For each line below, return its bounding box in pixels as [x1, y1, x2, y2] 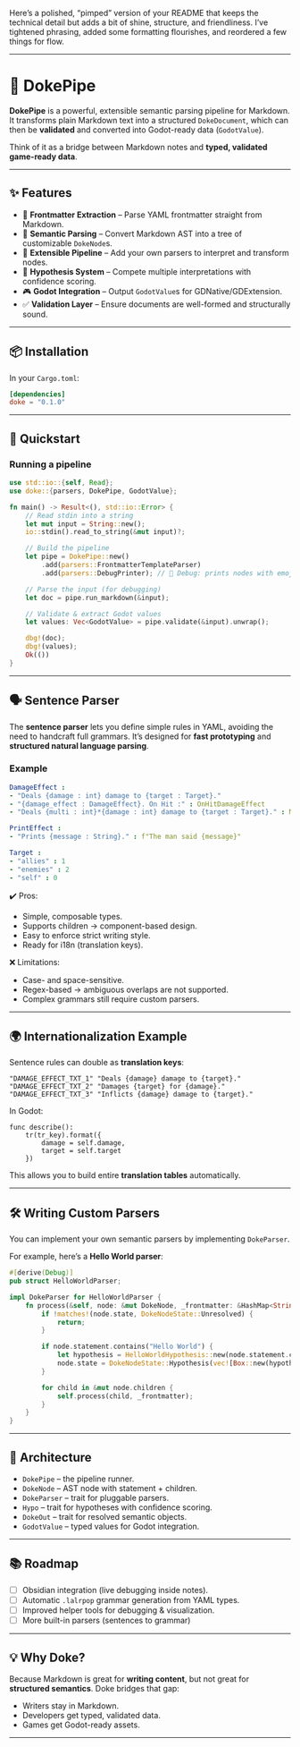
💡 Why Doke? [9, 1649, 86, 1665]
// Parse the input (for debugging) [25, 585, 162, 594]
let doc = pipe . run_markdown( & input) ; [25, 593, 170, 602]
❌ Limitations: [9, 956, 61, 967]
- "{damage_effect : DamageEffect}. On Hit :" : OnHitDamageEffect [9, 800, 266, 809]
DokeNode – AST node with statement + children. [21, 1483, 198, 1494]
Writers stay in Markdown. [21, 1700, 120, 1711]
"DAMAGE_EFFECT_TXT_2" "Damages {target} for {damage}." [9, 1082, 226, 1091]
